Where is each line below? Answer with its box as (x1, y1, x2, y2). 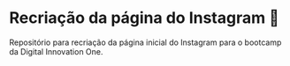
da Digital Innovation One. (9, 46, 103, 56)
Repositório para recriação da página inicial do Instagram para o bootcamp (9, 37, 282, 48)
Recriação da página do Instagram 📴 (9, 8, 280, 28)
